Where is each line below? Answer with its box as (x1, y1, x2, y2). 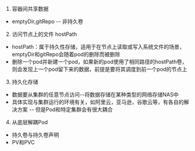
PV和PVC (11, 139, 35, 146)
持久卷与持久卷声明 (11, 131, 59, 138)
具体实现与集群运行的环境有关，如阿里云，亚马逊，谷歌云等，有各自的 (11, 98, 184, 106)
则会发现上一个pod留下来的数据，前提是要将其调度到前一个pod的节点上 (11, 66, 187, 73)
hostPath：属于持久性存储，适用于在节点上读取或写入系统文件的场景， (11, 44, 185, 50)
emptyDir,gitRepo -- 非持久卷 (11, 18, 83, 25)
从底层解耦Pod (11, 119, 48, 125)
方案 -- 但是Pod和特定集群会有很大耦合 (17, 106, 113, 113)
